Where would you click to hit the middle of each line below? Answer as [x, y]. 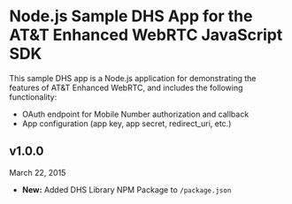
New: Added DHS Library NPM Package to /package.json [127, 189]
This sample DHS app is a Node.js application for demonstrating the [133, 78]
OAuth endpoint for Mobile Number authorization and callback [135, 114]
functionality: [33, 97]
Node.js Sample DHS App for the [131, 16]
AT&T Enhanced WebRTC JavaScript [146, 35]
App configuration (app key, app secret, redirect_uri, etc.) [127, 123]
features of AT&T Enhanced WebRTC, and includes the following [126, 87]
